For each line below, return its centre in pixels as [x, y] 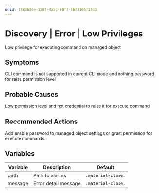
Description [57, 167]
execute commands [25, 138]
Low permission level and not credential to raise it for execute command [78, 106]
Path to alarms [50, 175]
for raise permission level [30, 79]
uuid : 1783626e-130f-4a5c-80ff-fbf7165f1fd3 [51, 9]
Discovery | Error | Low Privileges [74, 33]
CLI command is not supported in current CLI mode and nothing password [80, 74]
